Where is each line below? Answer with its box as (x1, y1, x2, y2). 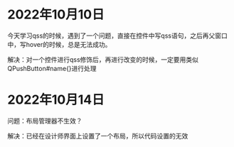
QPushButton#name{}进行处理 (7, 64, 97, 72)
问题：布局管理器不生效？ (7, 116, 83, 125)
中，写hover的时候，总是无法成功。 (7, 40, 112, 48)
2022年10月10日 (7, 6, 105, 23)
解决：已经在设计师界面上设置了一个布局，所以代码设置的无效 (7, 131, 188, 140)
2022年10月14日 (7, 92, 105, 108)
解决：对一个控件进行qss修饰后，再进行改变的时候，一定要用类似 (7, 55, 199, 64)
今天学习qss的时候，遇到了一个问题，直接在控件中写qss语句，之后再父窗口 (7, 31, 228, 40)
